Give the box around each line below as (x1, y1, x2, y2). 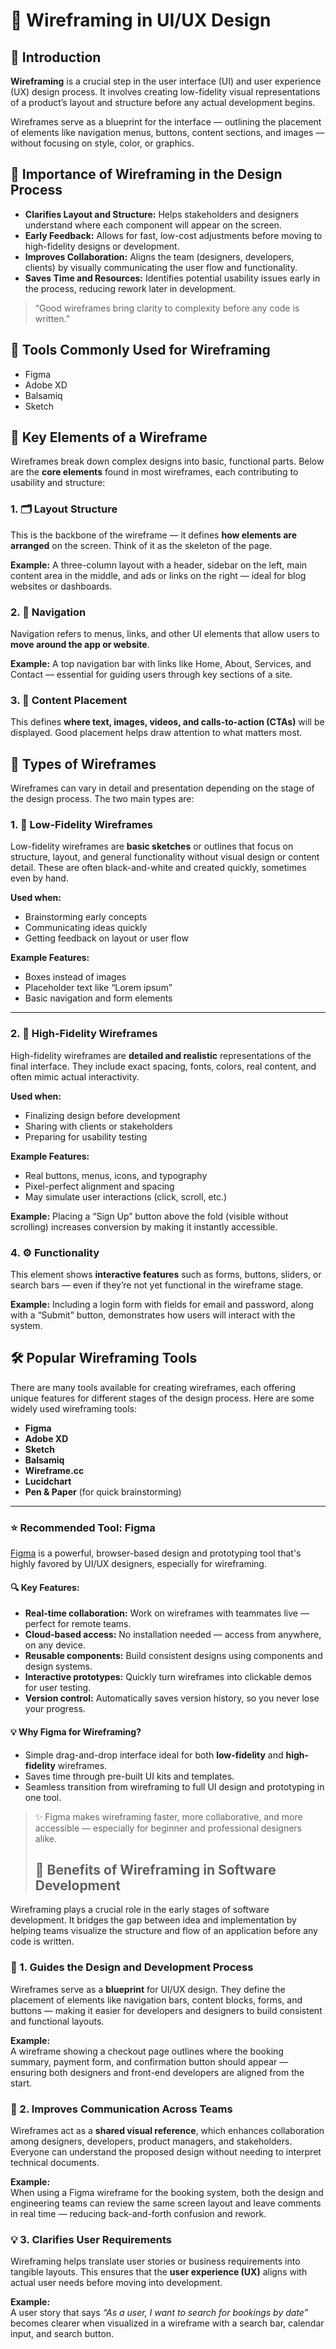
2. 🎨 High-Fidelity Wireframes (10, 1027, 158, 1041)
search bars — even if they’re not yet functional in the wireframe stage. (10, 1279, 304, 1291)
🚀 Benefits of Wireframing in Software (34, 1861, 277, 1878)
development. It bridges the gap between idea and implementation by (10, 1914, 297, 1926)
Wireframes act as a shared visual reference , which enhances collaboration (10, 2124, 325, 2136)
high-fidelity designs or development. (24, 240, 180, 252)
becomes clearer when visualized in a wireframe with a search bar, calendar (10, 2317, 325, 2329)
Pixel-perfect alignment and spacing (24, 1180, 175, 1192)
